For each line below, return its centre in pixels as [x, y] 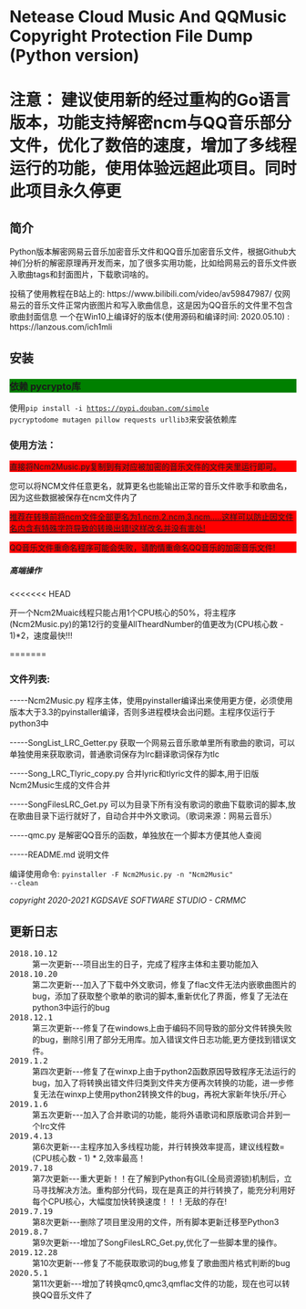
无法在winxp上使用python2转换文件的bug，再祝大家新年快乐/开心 [163, 1094]
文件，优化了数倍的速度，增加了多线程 [153, 146]
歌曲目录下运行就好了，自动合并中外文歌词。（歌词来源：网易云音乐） [147, 816]
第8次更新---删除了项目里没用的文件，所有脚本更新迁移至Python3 [156, 1222]
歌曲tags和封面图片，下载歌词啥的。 [85, 275]
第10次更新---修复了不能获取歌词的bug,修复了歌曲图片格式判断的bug [161, 1263]
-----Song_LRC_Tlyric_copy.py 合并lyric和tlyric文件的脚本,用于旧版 [134, 774]
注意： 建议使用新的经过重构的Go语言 [150, 100]
